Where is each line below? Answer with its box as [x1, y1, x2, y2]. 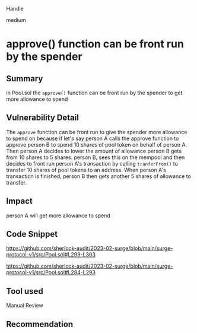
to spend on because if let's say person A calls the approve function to [6, 135, 179, 142]
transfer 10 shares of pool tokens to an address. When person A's [6, 166, 166, 173]
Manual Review [6, 302, 43, 309]
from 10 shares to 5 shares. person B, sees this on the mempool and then [6, 154, 185, 161]
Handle [6, 5, 24, 12]
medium [6, 17, 26, 23]
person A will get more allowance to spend [6, 212, 111, 219]
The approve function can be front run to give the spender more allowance [6, 128, 188, 135]
